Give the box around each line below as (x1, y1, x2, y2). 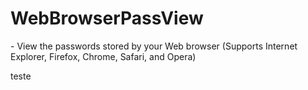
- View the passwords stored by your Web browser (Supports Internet (10, 40, 298, 52)
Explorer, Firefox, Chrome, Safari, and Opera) (10, 50, 197, 62)
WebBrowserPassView (10, 7, 204, 30)
